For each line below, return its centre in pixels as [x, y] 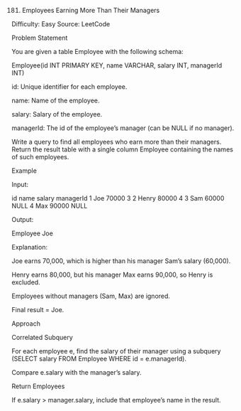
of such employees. [40, 157]
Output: [23, 219]
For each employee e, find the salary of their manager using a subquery [116, 351]
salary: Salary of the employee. [57, 114]
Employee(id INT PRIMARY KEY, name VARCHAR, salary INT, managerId [117, 65]
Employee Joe [33, 233]
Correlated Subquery [42, 337]
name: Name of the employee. [56, 100]
